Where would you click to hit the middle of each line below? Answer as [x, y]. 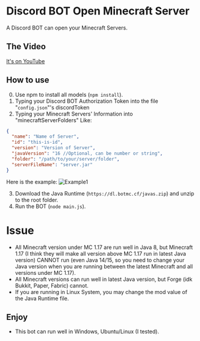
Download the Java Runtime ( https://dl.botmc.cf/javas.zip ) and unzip [105, 193]
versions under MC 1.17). [45, 272]
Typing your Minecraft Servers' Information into [74, 114]
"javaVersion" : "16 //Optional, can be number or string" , [87, 154]
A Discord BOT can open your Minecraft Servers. [67, 28]
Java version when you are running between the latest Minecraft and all [104, 266]
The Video [26, 47]
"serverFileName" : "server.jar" [52, 164]
